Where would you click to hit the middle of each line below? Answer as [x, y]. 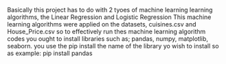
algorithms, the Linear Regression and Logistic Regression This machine [109, 17]
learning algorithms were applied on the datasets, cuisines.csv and [102, 24]
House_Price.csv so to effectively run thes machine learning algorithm [106, 31]
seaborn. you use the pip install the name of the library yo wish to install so [113, 46]
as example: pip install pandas [50, 53]
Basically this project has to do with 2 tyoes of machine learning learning [110, 10]
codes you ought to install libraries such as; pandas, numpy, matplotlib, [108, 39]
